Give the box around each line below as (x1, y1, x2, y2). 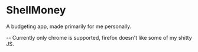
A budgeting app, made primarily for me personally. (6, 23, 132, 30)
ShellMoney (6, 4, 66, 17)
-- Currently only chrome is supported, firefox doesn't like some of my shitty (6, 34, 192, 41)
